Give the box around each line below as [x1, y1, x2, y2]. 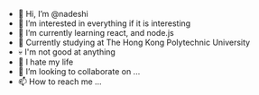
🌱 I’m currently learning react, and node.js [17, 28, 174, 38]
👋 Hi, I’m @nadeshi [17, 9, 88, 19]
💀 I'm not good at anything [17, 47, 116, 57]
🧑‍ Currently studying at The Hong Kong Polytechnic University [17, 37, 251, 47]
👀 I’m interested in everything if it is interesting [17, 18, 191, 29]
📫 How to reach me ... [17, 76, 102, 87]
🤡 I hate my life [17, 56, 74, 67]
